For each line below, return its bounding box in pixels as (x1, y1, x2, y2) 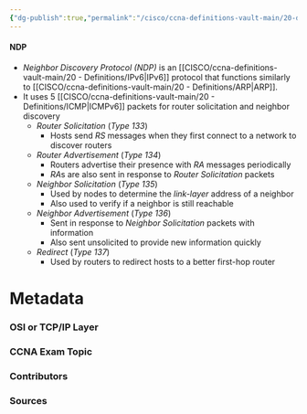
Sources (9, 394, 48, 407)
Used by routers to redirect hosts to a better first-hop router (49, 256, 276, 267)
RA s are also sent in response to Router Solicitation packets (49, 168, 275, 179)
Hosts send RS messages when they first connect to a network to (49, 130, 297, 141)
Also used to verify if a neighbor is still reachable (49, 197, 235, 208)
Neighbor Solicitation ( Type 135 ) (36, 178, 158, 189)
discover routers (49, 139, 112, 151)
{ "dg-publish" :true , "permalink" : (9, 13, 137, 23)
